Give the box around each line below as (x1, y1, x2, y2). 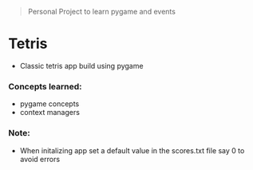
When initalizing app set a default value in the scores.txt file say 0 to (19, 145, 245, 155)
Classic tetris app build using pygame (19, 61, 144, 70)
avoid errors (19, 154, 61, 164)
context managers (19, 108, 80, 117)
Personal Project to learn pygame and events (27, 7, 176, 16)
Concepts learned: (8, 81, 82, 92)
